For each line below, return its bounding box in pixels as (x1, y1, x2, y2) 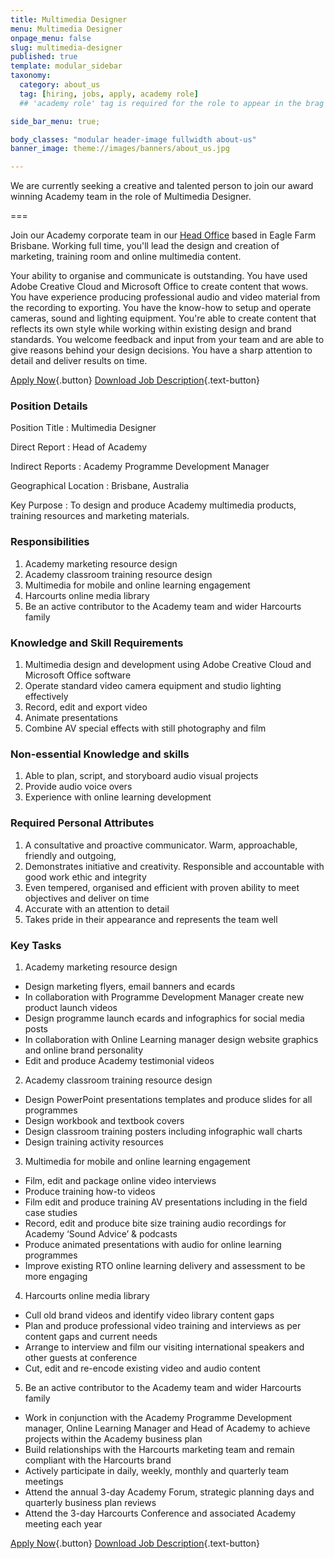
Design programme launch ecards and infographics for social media (24, 1012, 305, 1024)
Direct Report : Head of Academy (10, 441, 148, 453)
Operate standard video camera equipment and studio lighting (24, 680, 282, 692)
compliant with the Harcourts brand (24, 1454, 172, 1466)
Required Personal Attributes (10, 816, 155, 830)
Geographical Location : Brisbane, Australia (10, 480, 190, 492)
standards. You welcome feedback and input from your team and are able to (10, 334, 325, 346)
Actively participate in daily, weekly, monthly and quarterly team (24, 1464, 290, 1476)
